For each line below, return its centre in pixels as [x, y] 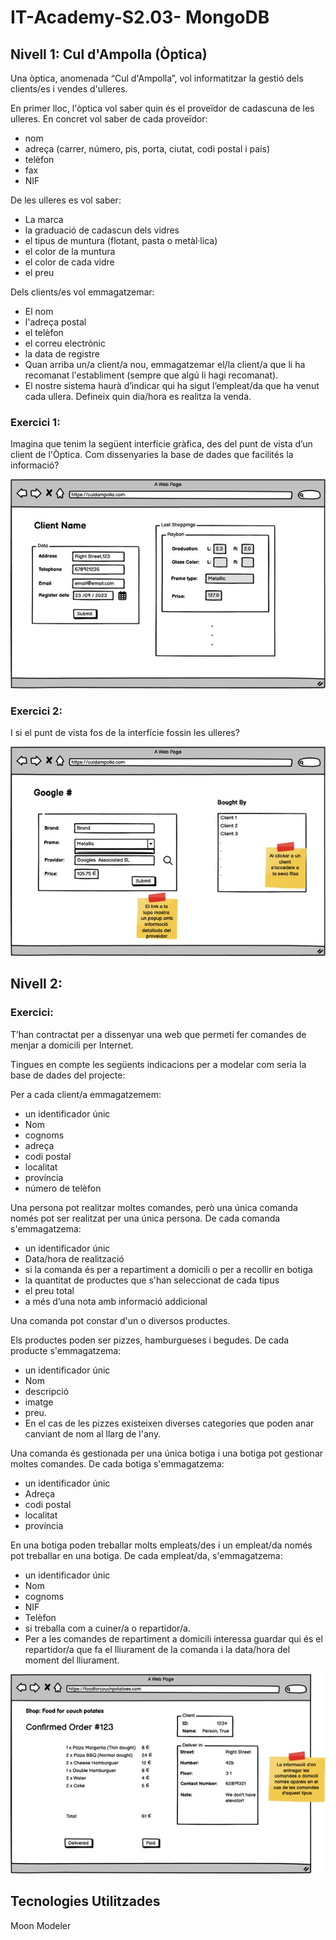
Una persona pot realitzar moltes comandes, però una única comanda [154, 1207]
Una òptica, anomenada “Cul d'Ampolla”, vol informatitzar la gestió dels [157, 78]
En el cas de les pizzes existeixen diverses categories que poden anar [169, 1423]
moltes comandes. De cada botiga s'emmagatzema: [117, 1463]
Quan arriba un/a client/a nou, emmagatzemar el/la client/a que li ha [165, 364]
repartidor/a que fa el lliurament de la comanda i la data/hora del [157, 1649]
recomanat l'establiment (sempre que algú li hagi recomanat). [151, 375]
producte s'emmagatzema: [66, 1350]
